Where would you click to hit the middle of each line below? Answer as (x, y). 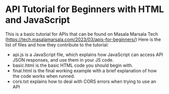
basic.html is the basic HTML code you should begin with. (73, 65)
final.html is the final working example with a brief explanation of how (85, 70)
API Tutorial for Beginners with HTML (85, 9)
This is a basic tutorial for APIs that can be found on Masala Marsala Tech (82, 34)
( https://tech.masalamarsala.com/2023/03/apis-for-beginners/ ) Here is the (83, 39)
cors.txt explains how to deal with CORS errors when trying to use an (84, 81)
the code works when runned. (44, 76)
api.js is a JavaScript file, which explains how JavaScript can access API (88, 55)
